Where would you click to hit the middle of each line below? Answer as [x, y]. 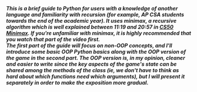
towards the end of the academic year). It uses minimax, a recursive [91, 21]
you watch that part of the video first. [53, 39]
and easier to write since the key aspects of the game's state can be [91, 64]
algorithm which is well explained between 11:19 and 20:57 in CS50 [90, 27]
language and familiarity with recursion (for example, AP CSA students [95, 15]
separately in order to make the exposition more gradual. [77, 83]
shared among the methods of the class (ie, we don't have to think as [93, 70]
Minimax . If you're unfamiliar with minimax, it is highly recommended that [98, 33]
